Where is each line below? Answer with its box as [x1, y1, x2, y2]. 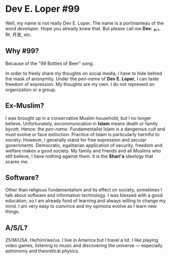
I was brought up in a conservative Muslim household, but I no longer [5, 115, 152, 121]
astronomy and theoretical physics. [5, 248, 80, 254]
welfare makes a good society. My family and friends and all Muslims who [5, 147, 161, 154]
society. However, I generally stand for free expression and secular [5, 137, 147, 143]
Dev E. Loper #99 [5, 3, 80, 15]
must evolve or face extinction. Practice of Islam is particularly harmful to [5, 131, 160, 137]
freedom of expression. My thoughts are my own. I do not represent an [5, 81, 155, 87]
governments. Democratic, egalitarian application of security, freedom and [5, 142, 163, 148]
